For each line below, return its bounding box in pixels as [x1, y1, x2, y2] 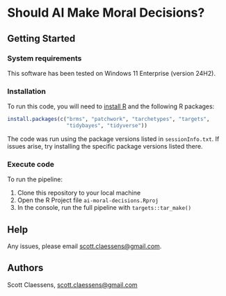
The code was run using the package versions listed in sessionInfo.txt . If [7, 134, 220, 143]
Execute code [7, 159, 54, 169]
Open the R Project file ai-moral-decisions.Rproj [17, 196, 159, 204]
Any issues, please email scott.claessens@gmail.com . [7, 242, 162, 251]
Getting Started [7, 33, 76, 44]
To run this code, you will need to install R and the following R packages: [7, 102, 215, 110]
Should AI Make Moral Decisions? [7, 5, 205, 21]
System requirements [7, 54, 82, 63]
